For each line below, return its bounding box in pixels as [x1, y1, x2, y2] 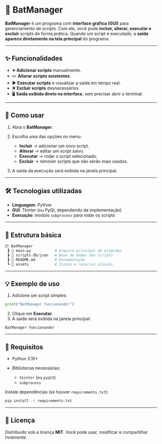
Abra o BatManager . [12, 124, 53, 130]
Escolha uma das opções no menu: [12, 133, 82, 139]
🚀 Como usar [5, 111, 44, 120]
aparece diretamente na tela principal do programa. [5, 36, 110, 42]
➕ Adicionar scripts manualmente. [12, 67, 81, 73]
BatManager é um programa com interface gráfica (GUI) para [5, 20, 129, 26]
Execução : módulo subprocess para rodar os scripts [12, 213, 115, 218]
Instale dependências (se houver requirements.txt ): [5, 389, 108, 395]
